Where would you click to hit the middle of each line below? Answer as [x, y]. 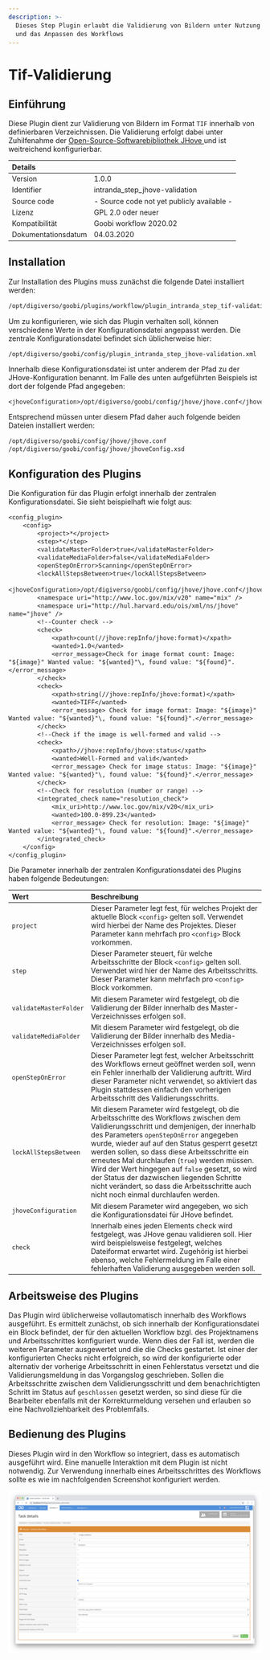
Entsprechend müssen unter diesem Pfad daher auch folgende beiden [125, 417]
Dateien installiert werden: [51, 425]
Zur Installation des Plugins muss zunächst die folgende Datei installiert [127, 281]
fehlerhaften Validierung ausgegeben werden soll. [173, 1268]
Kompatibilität [35, 223]
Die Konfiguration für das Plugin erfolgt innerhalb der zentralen [112, 494]
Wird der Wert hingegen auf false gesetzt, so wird [174, 1169]
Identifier [27, 190]
